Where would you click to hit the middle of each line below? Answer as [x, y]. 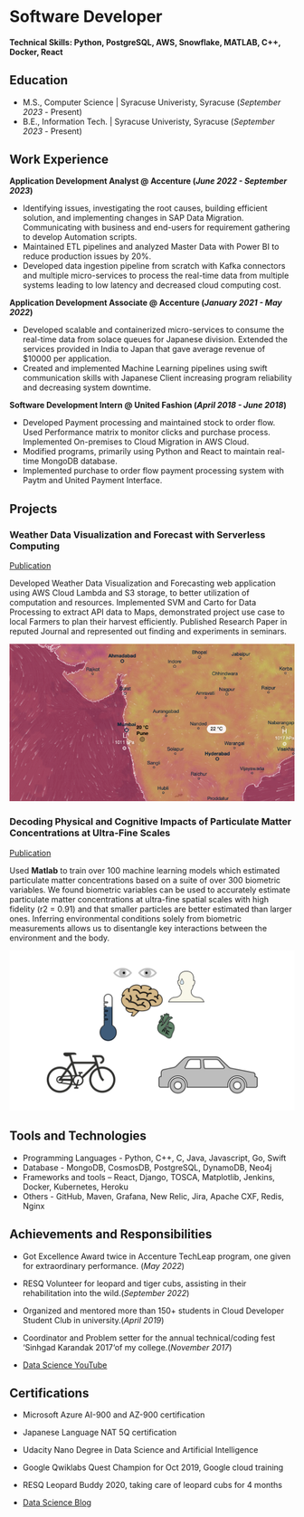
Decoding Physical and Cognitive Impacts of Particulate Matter [151, 822]
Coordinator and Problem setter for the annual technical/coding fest [149, 1338]
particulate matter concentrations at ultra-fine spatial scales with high [139, 899]
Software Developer [86, 17]
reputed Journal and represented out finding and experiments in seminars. [148, 632]
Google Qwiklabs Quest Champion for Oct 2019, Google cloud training [153, 1467]
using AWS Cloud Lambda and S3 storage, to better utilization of [130, 593]
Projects [33, 509]
